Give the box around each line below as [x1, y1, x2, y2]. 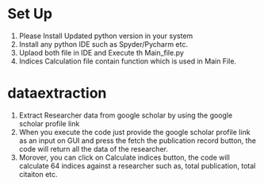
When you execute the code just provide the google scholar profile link [18, 127, 251, 137]
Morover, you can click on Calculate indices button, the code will [18, 152, 231, 162]
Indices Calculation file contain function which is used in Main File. [18, 56, 237, 66]
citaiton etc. [18, 169, 58, 179]
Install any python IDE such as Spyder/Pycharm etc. [18, 39, 188, 48]
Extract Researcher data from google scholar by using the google [18, 110, 233, 120]
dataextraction [7, 84, 107, 102]
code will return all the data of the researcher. [18, 144, 168, 153]
